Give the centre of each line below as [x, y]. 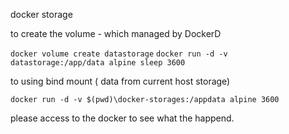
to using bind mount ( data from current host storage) [120, 81]
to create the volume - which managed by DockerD [116, 33]
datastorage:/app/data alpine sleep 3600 [98, 63]
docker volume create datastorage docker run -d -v [119, 54]
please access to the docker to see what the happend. [122, 118]
